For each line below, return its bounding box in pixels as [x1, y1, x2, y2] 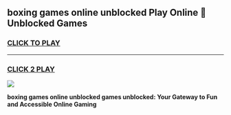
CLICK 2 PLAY [7, 64, 55, 74]
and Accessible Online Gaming [7, 100, 97, 108]
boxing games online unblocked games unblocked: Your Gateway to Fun [7, 92, 218, 101]
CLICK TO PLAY [7, 39, 60, 48]
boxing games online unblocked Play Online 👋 [7, 7, 207, 19]
